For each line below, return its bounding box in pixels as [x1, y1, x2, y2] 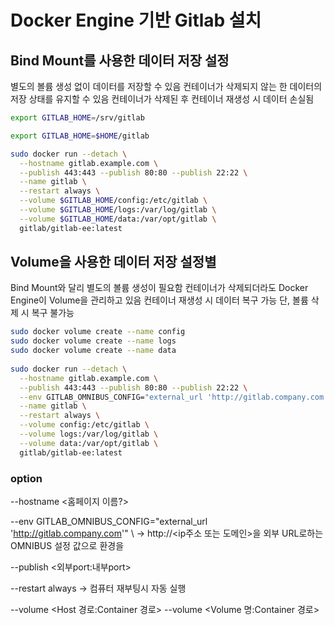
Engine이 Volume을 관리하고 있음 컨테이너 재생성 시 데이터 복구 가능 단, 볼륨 [10, 294, 309, 306]
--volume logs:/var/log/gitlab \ [19, 429, 159, 440]
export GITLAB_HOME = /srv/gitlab [10, 113, 145, 123]
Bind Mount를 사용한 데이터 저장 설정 [10, 52, 230, 69]
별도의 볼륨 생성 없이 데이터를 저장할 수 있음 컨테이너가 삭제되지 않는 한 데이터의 [10, 81, 323, 92]
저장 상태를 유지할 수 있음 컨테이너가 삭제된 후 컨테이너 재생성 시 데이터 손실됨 [10, 93, 315, 105]
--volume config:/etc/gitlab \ [19, 420, 150, 430]
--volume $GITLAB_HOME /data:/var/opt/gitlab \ [19, 214, 217, 224]
